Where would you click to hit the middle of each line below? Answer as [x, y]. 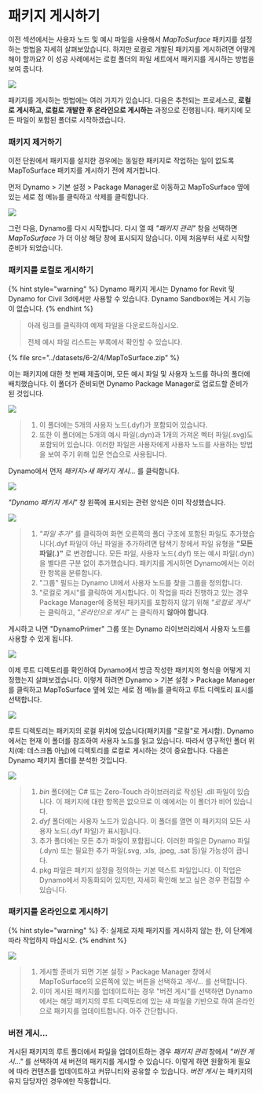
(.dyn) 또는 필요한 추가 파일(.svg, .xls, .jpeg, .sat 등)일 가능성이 [137, 850]
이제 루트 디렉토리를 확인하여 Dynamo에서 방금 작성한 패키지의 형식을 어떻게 [125, 670]
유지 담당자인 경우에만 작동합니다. [60, 1081]
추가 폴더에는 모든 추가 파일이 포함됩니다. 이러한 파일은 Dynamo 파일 [144, 840]
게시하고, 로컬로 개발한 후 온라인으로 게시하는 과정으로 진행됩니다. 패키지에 [130, 110]
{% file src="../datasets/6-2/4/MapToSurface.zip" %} [94, 357]
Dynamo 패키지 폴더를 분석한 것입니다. [68, 760]
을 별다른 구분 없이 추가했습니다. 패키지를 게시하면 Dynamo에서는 [139, 563]
